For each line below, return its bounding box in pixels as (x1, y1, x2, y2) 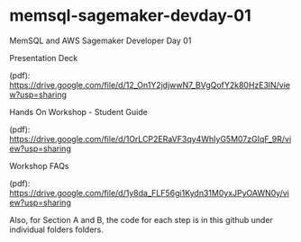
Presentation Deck (9, 52, 78, 63)
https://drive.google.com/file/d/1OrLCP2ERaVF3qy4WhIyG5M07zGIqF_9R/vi (9, 133, 292, 144)
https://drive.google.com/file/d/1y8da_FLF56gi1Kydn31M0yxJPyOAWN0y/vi (9, 187, 290, 198)
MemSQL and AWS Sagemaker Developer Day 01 (9, 35, 192, 46)
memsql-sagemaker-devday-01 (9, 5, 252, 26)
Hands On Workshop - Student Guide (9, 106, 149, 117)
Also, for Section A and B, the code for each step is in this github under (9, 214, 273, 225)
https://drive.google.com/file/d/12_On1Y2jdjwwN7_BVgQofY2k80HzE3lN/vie (9, 79, 291, 90)
